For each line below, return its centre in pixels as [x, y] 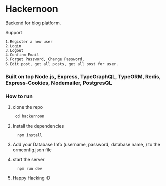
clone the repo [28, 107]
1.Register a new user [29, 42]
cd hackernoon [30, 116]
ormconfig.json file [32, 150]
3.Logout [14, 50]
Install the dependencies [38, 126]
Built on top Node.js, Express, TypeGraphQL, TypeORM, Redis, [83, 76]
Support [14, 32]
